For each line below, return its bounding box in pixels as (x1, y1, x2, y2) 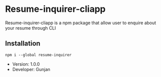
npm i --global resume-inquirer (5, 52, 72, 57)
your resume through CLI (5, 25, 56, 31)
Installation (5, 39, 40, 48)
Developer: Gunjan (12, 66, 50, 72)
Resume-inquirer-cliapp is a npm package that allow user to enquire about (5, 20, 157, 26)
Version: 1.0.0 (12, 61, 40, 67)
